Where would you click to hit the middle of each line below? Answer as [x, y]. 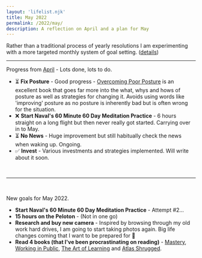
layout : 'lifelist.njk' [36, 12]
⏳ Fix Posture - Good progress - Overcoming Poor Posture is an [94, 81]
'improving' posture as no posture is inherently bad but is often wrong [101, 103]
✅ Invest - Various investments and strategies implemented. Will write [102, 151]
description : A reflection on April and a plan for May [78, 29]
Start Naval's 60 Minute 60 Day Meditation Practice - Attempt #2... [99, 210]
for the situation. [35, 110]
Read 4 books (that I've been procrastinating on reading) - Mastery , [101, 242]
